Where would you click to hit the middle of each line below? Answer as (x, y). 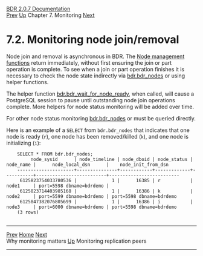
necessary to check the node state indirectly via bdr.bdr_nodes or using (96, 76)
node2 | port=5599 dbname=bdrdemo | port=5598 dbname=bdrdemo (92, 196)
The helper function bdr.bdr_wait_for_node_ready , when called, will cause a (100, 94)
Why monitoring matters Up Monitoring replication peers (76, 241)
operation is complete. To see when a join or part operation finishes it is (95, 69)
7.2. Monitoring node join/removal (93, 40)
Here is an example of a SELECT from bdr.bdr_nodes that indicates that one (98, 130)
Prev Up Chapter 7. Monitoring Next (50, 15)
